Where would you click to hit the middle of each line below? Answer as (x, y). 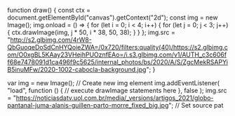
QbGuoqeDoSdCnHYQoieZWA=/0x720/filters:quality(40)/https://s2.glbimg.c (117, 47)
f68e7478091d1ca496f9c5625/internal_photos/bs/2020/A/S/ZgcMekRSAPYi (117, 62)
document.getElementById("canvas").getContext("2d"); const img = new (113, 17)
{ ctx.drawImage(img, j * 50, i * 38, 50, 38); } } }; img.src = (91, 32)
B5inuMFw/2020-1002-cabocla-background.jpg (77, 70)
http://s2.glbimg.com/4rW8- (51, 40)
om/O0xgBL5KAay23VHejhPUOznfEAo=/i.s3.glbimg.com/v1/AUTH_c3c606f (117, 55)
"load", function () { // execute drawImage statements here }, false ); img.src (117, 90)
